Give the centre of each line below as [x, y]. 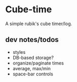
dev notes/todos [32, 40]
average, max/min [32, 68]
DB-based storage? [33, 57]
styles [19, 52]
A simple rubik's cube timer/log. [39, 24]
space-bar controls [33, 74]
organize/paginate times [38, 63]
